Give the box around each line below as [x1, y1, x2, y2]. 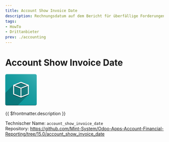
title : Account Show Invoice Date [5, 8, 78, 13]
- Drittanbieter [5, 29, 39, 35]
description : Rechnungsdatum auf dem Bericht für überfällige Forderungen [5, 13, 165, 19]
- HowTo [5, 24, 22, 29]
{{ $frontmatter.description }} [5, 110, 66, 116]
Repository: [5, 125, 29, 131]
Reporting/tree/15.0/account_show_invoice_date [5, 131, 105, 137]
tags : [5, 19, 17, 24]
